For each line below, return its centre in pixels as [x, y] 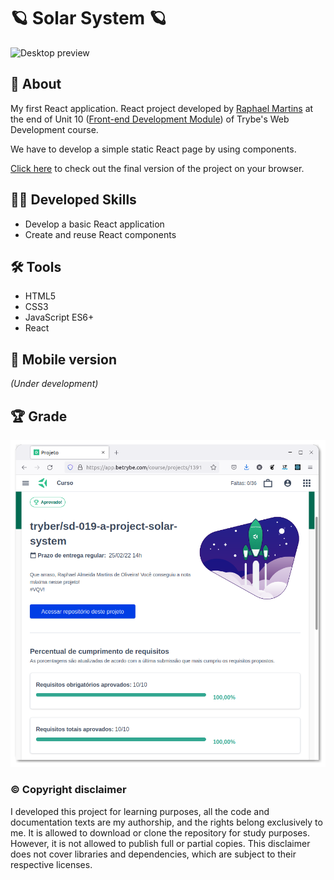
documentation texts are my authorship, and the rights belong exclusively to [166, 822]
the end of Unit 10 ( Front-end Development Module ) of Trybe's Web [150, 119]
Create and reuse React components [100, 234]
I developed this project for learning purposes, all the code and [140, 811]
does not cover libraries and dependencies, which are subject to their [153, 854]
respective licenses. [51, 864]
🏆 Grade [39, 416]
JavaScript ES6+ [59, 317]
